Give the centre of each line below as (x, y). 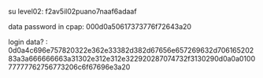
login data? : (28, 42)
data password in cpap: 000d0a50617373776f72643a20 (100, 26)
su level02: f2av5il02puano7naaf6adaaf (72, 11)
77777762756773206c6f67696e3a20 (69, 67)
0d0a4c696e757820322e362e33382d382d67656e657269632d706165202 (131, 50)
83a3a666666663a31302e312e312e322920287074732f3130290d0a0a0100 (132, 59)
